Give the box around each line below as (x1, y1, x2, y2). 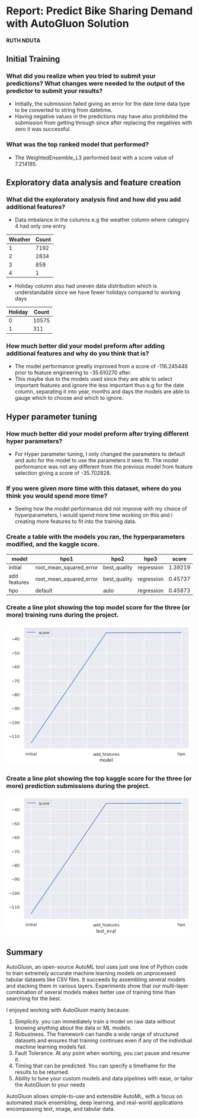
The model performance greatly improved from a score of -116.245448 (14, 363, 188, 370)
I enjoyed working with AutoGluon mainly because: (6, 1006, 130, 1013)
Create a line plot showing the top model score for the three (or (6, 603, 191, 612)
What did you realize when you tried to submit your (6, 72, 156, 80)
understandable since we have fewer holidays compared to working (14, 289, 181, 296)
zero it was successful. (14, 126, 71, 133)
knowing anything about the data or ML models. (14, 1024, 132, 1031)
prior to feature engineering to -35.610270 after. (14, 369, 132, 376)
